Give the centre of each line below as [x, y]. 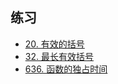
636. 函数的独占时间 [66, 69]
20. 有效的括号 [54, 44]
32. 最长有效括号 [59, 56]
